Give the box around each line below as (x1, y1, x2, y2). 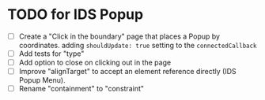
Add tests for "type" (18, 49, 85, 58)
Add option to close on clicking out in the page (18, 57, 172, 68)
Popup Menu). (18, 76, 66, 85)
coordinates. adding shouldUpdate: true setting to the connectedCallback (18, 41, 258, 50)
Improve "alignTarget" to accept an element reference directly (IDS (18, 67, 237, 76)
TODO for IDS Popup (7, 6, 144, 24)
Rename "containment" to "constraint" (18, 84, 144, 94)
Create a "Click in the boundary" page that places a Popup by (18, 31, 221, 41)
